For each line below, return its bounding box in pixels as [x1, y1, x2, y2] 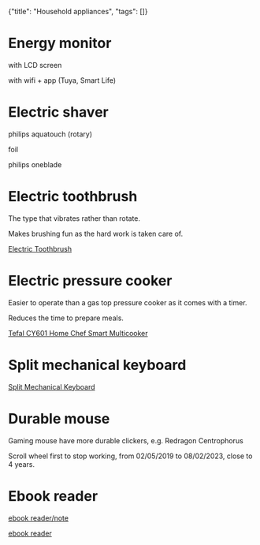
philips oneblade [8, 159, 62, 169]
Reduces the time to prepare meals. [8, 313, 124, 323]
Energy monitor [8, 35, 112, 52]
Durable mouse [8, 409, 110, 427]
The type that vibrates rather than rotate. [8, 213, 140, 223]
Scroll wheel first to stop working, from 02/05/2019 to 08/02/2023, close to [8, 451, 253, 461]
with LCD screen [8, 60, 62, 69]
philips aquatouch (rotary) [8, 129, 93, 139]
